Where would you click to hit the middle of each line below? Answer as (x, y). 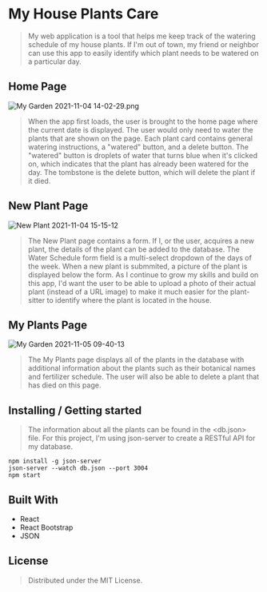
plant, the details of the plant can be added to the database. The (133, 249)
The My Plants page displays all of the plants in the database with (136, 360)
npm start (25, 475)
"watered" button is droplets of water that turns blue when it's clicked (143, 155)
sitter (36, 300)
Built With (33, 500)
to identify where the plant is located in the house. (129, 300)
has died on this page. (64, 385)
